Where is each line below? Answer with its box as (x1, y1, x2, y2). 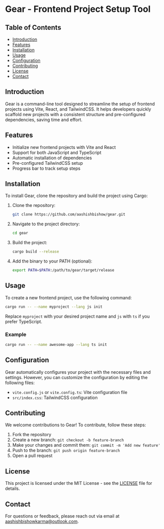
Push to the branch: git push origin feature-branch (12, 448, 120, 454)
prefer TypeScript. (5, 319, 42, 325)
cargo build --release (12, 249, 59, 254)
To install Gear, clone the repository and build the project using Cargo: (5, 193, 148, 199)
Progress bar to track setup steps (12, 165, 81, 171)
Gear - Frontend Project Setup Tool (5, 3, 151, 15)
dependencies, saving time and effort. (5, 117, 82, 123)
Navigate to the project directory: (12, 221, 80, 227)
